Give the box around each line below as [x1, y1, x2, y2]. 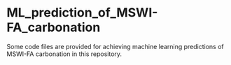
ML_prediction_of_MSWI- [6, 5, 158, 21]
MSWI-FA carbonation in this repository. [6, 50, 122, 58]
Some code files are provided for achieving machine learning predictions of [6, 42, 225, 50]
